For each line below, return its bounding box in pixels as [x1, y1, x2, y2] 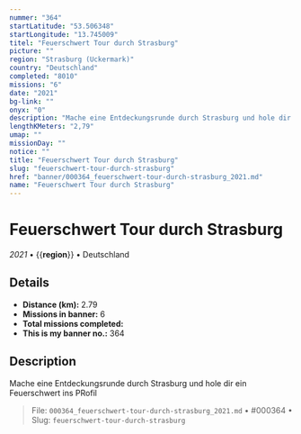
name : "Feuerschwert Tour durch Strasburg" [9, 181, 175, 190]
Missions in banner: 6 [22, 308, 106, 320]
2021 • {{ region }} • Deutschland [9, 249, 130, 260]
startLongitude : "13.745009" [9, 30, 119, 39]
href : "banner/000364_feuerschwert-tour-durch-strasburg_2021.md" [9, 172, 263, 181]
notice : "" [9, 147, 50, 156]
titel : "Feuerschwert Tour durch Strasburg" [9, 38, 179, 48]
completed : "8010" [9, 72, 78, 81]
